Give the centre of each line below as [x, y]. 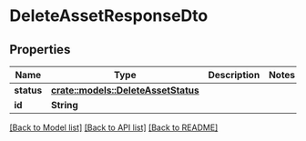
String [65, 105]
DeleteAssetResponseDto [109, 16]
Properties [40, 50]
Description [234, 75]
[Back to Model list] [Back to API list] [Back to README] [114, 127]
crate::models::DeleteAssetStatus [125, 90]
